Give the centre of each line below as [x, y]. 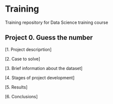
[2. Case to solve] [22, 59]
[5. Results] [16, 87]
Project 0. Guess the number [49, 38]
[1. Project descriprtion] [28, 49]
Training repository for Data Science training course [57, 22]
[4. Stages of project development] [40, 78]
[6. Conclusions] [21, 96]
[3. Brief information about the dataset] [44, 68]
